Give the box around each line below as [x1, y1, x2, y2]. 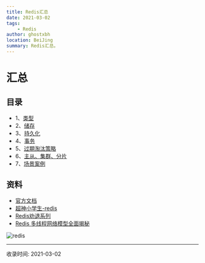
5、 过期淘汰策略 [15, 144, 57, 152]
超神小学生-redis [15, 205, 57, 212]
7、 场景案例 [15, 160, 46, 167]
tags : [6, 20, 20, 26]
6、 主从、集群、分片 [15, 152, 67, 160]
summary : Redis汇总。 [6, 43, 59, 49]
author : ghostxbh [6, 32, 51, 38]
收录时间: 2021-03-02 [6, 250, 62, 258]
